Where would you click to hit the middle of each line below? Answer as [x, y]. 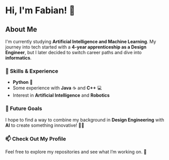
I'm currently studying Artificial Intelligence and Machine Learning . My [81, 41]
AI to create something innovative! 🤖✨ [45, 125]
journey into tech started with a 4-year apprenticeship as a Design [76, 47]
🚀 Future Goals [24, 108]
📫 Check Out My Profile [36, 139]
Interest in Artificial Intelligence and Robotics [61, 95]
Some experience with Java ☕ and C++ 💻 [57, 88]
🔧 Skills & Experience [32, 71]
